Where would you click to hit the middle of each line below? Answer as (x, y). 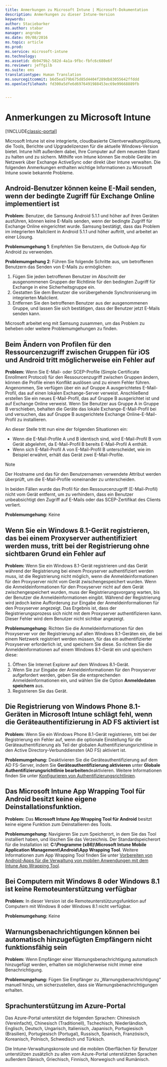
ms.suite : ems (20, 70)
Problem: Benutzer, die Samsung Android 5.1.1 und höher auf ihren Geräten (82, 216)
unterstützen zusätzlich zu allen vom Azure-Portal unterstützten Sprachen (81, 1054)
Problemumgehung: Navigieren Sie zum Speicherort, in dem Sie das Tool (81, 834)
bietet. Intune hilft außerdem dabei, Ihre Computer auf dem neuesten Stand (82, 151)
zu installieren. (32, 420)
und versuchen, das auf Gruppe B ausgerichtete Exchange (65, 414)
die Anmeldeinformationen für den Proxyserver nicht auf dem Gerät (75, 587)
